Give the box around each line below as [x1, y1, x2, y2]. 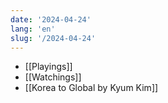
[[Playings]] [24, 61, 73, 73]
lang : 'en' [10, 24, 56, 34]
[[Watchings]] [24, 71, 82, 83]
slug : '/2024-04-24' [10, 33, 97, 43]
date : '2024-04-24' [10, 14, 92, 25]
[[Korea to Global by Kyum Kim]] [24, 82, 159, 94]
